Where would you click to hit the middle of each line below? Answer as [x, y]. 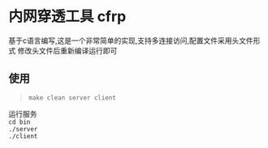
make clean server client [72, 98]
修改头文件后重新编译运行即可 [67, 50]
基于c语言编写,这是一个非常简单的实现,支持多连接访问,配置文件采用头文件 [131, 40]
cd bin [19, 122]
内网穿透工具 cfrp [67, 17]
